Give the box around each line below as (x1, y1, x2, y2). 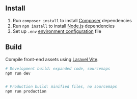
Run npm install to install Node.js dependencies (12, 23, 115, 29)
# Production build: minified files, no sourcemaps (5, 84, 117, 89)
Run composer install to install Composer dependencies (12, 17, 132, 23)
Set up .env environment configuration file (12, 28, 102, 34)
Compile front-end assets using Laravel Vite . (5, 56, 99, 62)
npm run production (5, 89, 47, 94)
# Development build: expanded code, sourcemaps (5, 66, 111, 71)
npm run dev (5, 71, 31, 76)
